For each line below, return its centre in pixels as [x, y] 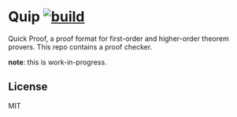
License [28, 87]
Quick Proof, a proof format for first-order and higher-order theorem [119, 38]
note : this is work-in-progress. [58, 62]
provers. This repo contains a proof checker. [80, 46]
